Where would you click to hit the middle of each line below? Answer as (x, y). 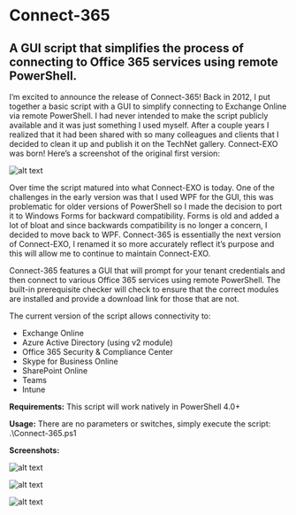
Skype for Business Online (70, 361)
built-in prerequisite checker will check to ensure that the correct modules (144, 289)
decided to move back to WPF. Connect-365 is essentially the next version (145, 234)
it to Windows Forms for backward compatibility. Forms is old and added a (144, 216)
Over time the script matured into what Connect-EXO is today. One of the (142, 188)
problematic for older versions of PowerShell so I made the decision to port (146, 206)
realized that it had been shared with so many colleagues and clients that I (144, 135)
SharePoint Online (55, 371)
